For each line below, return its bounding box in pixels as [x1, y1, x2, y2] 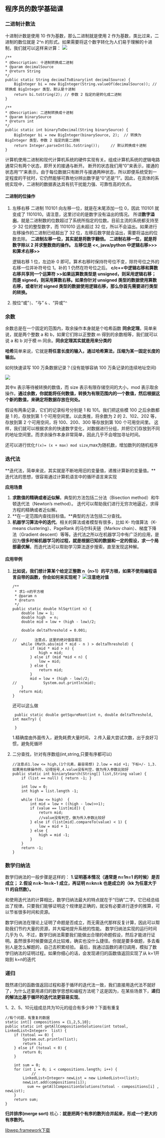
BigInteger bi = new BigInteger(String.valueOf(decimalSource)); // [14, 82, 157, 87]
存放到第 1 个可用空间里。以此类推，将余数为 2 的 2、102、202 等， [22, 413, 159, 419]
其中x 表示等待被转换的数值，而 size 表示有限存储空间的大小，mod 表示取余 [5, 384, 159, 390]
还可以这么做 [12, 702, 38, 708]
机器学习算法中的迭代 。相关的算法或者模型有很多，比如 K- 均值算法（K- [12, 519, 157, 525]
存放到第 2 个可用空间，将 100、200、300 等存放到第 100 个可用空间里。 [5, 419, 153, 425]
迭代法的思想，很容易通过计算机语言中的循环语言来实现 [5, 474, 117, 480]
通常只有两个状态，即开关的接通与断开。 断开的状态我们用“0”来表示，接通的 [5, 163, 160, 169]
